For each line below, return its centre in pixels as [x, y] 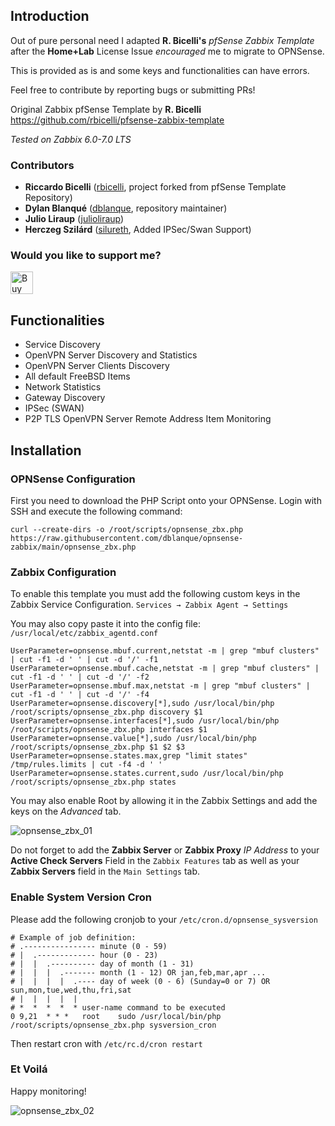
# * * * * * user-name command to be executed [118, 1007]
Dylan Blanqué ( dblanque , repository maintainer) [126, 208]
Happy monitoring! [48, 1091]
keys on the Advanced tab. [66, 811]
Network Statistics [63, 387]
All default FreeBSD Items [77, 376]
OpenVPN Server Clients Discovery [97, 366]
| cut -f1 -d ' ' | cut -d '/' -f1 [84, 660]
